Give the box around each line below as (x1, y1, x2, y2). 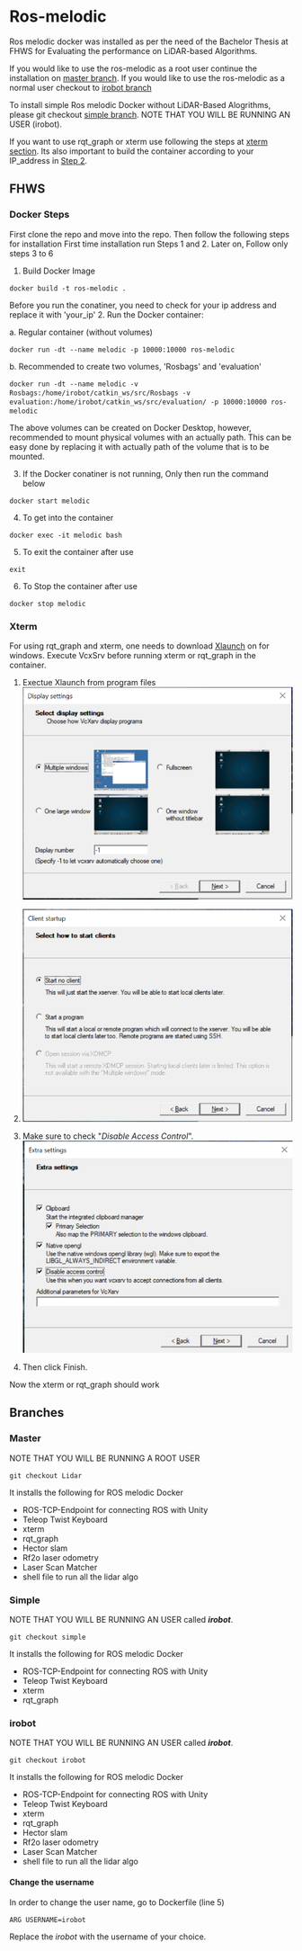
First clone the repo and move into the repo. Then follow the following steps (9, 228, 290, 239)
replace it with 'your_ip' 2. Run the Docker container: (9, 309, 204, 320)
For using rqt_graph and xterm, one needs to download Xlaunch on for (9, 640, 270, 651)
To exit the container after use (22, 546, 134, 557)
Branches (9, 1405, 65, 1420)
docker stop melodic (9, 599, 87, 608)
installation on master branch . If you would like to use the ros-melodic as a (9, 72, 285, 83)
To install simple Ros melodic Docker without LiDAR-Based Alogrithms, (9, 99, 271, 110)
